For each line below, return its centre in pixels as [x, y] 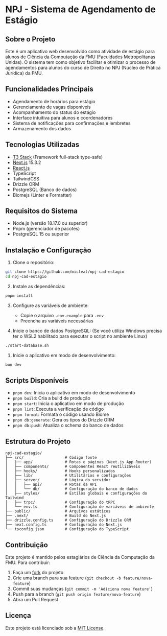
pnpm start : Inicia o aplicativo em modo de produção [68, 404]
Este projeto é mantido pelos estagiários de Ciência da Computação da [80, 557]
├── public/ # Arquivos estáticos [58, 511]
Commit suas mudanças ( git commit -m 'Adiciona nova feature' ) [83, 589]
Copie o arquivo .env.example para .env [62, 315]
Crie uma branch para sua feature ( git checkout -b [67, 578]
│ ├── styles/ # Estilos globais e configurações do [76, 493]
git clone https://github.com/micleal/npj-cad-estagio [65, 272]
